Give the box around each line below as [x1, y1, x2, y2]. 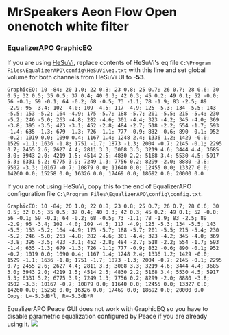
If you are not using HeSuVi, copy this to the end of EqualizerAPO [7, 182, 192, 190]
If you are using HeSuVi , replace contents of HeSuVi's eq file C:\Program [7, 59, 211, 67]
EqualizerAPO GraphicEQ [7, 43, 93, 53]
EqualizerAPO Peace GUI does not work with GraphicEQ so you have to [7, 305, 208, 313]
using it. [7, 320, 29, 329]
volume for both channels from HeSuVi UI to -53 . [7, 73, 146, 82]
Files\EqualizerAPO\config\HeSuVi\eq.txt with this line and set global [7, 66, 206, 74]
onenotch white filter [7, 18, 129, 34]
